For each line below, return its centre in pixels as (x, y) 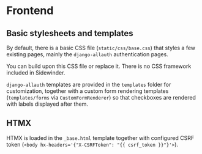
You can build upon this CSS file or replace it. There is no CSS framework (99, 66)
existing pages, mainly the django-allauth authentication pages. (87, 54)
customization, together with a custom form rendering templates (88, 91)
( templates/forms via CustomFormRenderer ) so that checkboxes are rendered (101, 97)
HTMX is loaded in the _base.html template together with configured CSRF (100, 137)
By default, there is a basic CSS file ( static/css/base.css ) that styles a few (101, 48)
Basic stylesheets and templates (70, 33)
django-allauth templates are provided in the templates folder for (89, 84)
